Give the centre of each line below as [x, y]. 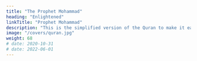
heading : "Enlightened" [35, 17]
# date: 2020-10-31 [30, 44]
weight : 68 [19, 38]
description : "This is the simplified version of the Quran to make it [95, 28]
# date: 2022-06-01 [30, 49]
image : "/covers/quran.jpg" [40, 33]
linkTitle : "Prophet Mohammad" [44, 22]
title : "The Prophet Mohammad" [44, 11]
